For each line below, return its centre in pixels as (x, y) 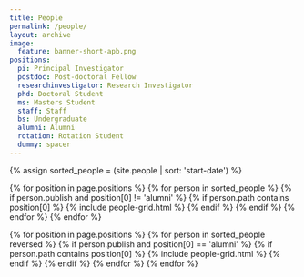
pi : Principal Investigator (71, 69)
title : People (36, 18)
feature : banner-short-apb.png (77, 52)
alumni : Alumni (46, 128)
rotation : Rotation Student (71, 136)
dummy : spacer (44, 144)
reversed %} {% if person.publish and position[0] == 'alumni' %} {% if (141, 244)
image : (22, 43)
